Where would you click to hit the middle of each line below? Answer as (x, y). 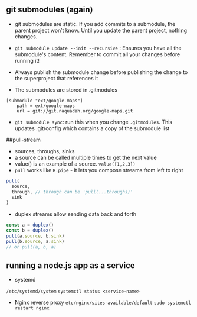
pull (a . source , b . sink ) (35, 236)
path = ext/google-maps (46, 106)
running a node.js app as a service (71, 265)
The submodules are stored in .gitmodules (66, 90)
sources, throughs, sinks (45, 151)
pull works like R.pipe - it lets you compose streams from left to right (99, 170)
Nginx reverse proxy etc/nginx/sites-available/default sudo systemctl (103, 303)
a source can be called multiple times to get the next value (86, 157)
